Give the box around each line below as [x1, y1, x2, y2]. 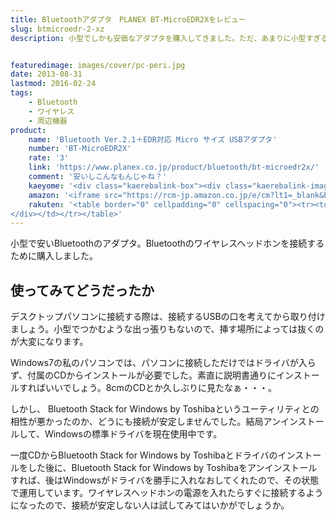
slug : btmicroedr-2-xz [10, 24, 105, 34]
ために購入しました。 [10, 250, 98, 262]
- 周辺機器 [28, 116, 68, 126]
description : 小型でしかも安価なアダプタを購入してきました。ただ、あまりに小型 [10, 33, 307, 43]
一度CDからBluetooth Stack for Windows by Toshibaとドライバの [10, 449, 278, 461]
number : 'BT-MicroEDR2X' [28, 144, 132, 154]
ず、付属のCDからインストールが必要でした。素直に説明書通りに [10, 369, 277, 381]
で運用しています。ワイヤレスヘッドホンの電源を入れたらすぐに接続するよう [10, 487, 324, 499]
